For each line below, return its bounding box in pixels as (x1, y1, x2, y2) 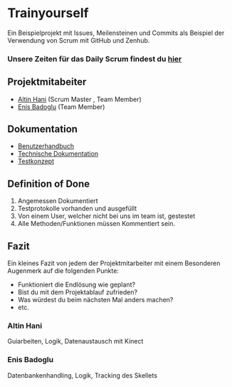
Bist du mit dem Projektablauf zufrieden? (17, 288, 137, 296)
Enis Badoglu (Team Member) (17, 102, 105, 111)
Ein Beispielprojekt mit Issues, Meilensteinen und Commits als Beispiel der (7, 29, 225, 37)
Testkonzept (17, 157, 55, 165)
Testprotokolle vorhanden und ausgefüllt (17, 205, 137, 213)
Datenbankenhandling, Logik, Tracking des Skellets (7, 371, 158, 379)
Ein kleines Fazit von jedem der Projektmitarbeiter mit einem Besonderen (7, 259, 221, 268)
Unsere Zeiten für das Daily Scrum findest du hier (7, 53, 182, 63)
